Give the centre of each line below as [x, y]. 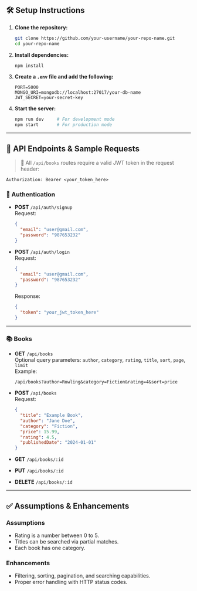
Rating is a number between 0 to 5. [57, 535]
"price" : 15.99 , [40, 432]
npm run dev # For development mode [64, 120]
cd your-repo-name [37, 43]
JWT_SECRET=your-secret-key [49, 98]
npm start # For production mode [63, 125]
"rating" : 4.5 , [39, 437]
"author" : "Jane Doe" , [48, 421]
